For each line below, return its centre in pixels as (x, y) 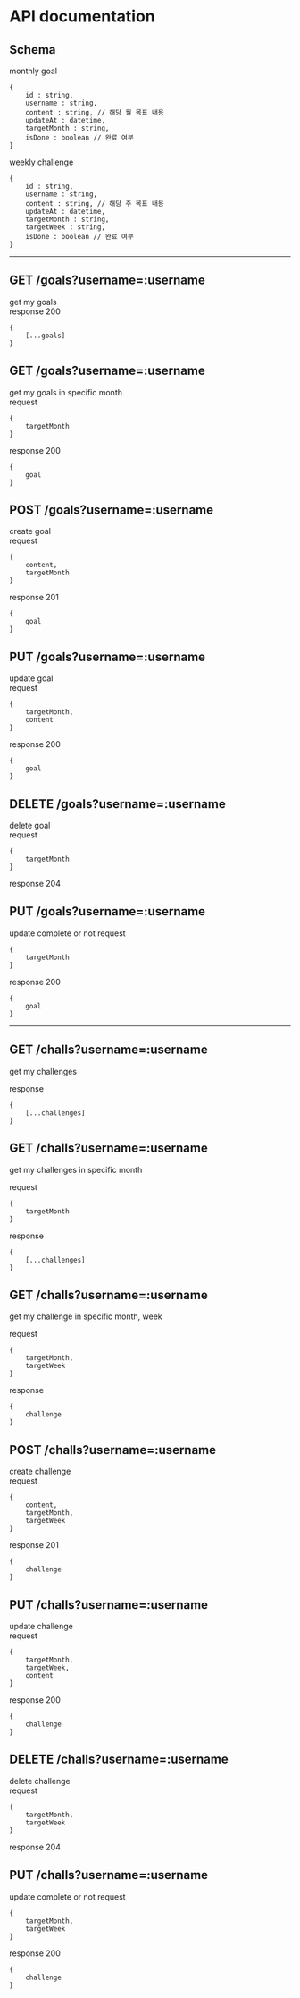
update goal (31, 678)
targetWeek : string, (65, 227)
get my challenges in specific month (76, 1169)
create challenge (40, 1471)
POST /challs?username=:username (113, 1450)
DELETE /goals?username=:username (117, 804)
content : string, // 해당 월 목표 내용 (95, 113)
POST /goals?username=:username (112, 510)
